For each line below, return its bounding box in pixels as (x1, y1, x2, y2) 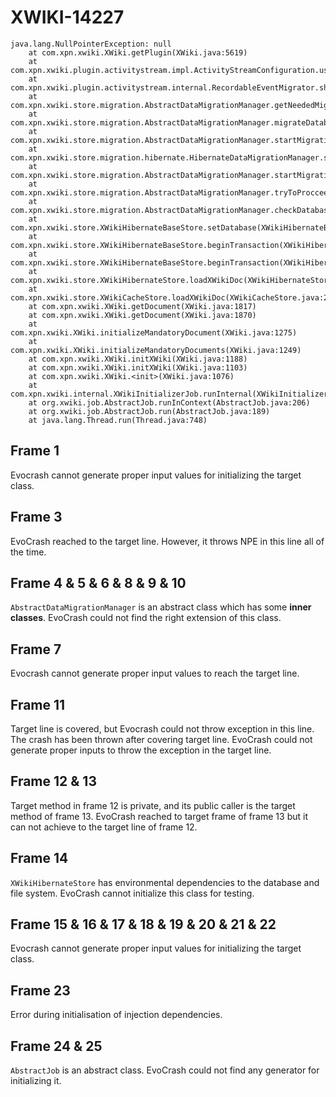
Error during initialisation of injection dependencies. (10, 1009, 223, 1021)
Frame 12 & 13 (10, 773, 97, 790)
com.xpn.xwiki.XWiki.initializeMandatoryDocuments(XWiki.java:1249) (10, 345, 302, 355)
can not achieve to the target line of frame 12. (10, 821, 198, 833)
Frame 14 (10, 850, 69, 867)
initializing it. (10, 1075, 62, 1087)
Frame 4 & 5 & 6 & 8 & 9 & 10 (10, 574, 187, 591)
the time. (10, 546, 47, 558)
